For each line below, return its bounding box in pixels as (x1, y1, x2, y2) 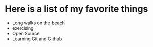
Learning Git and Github (12, 36, 62, 42)
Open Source (12, 30, 40, 36)
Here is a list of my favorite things (5, 3, 148, 15)
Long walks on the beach (12, 20, 65, 26)
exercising (12, 25, 34, 31)
